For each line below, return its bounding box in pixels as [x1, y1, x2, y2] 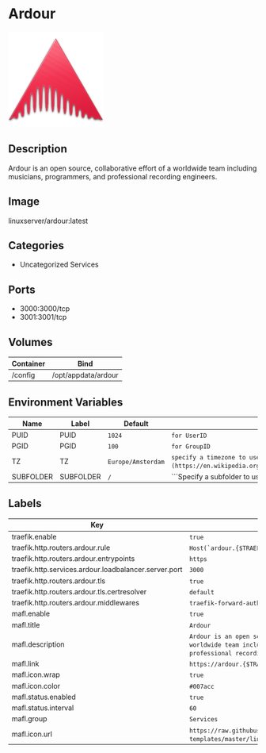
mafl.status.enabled [11, 692, 77, 701]
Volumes [8, 335, 53, 349]
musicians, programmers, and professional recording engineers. [8, 171, 218, 181]
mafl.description [11, 640, 65, 649]
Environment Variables [8, 395, 123, 409]
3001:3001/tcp [19, 313, 67, 322]
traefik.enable [11, 532, 57, 541]
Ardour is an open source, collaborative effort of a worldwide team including [8, 163, 257, 173]
